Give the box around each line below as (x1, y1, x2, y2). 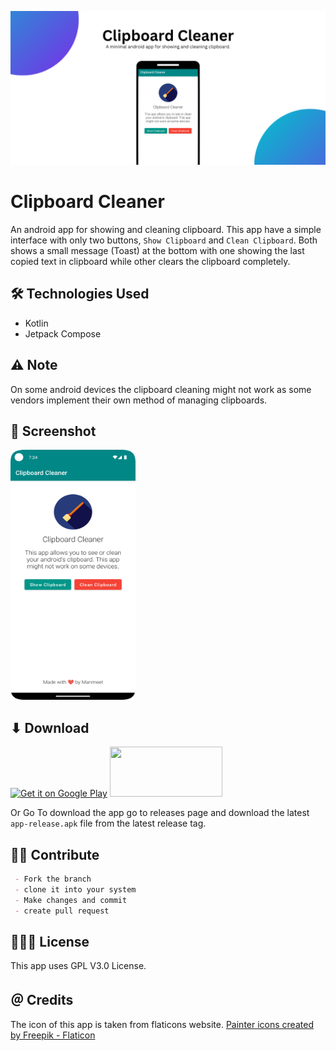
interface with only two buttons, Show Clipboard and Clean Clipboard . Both (10, 234, 318, 246)
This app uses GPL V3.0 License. (10, 960, 147, 972)
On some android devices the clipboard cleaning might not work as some (10, 383, 312, 395)
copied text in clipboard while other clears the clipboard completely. (10, 256, 291, 268)
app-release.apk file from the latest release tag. (10, 817, 207, 830)
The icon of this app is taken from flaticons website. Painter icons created (10, 1019, 314, 1031)
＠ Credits (10, 991, 74, 1008)
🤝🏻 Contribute (10, 846, 100, 863)
